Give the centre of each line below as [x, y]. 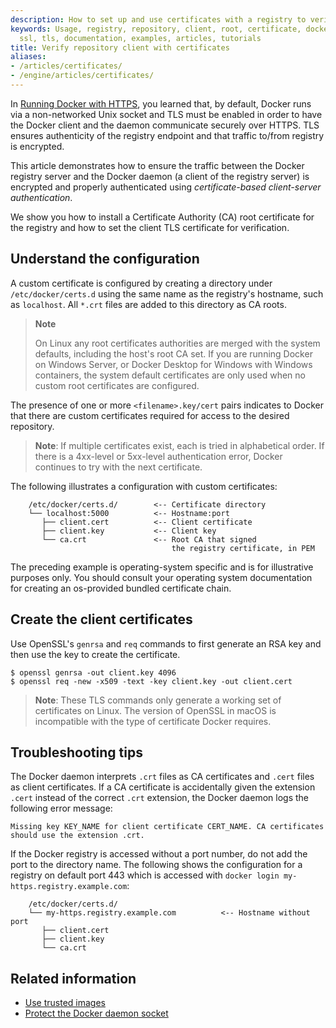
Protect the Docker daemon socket [96, 1013]
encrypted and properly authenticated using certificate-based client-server [166, 187]
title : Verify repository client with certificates [120, 47]
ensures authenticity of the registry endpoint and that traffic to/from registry [167, 135]
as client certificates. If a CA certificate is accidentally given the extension [163, 787]
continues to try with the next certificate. [118, 467]
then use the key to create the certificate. [95, 654]
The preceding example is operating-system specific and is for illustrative [162, 567]
